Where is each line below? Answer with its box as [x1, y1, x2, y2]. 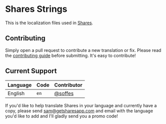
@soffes [54, 90, 74, 97]
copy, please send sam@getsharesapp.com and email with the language [5, 108, 154, 114]
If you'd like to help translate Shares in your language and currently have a [5, 102, 157, 108]
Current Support [5, 67, 57, 75]
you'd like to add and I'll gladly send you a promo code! [5, 113, 118, 119]
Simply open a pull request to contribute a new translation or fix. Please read [5, 47, 162, 53]
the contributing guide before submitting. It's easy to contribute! [5, 52, 136, 58]
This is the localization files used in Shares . [5, 20, 93, 26]
